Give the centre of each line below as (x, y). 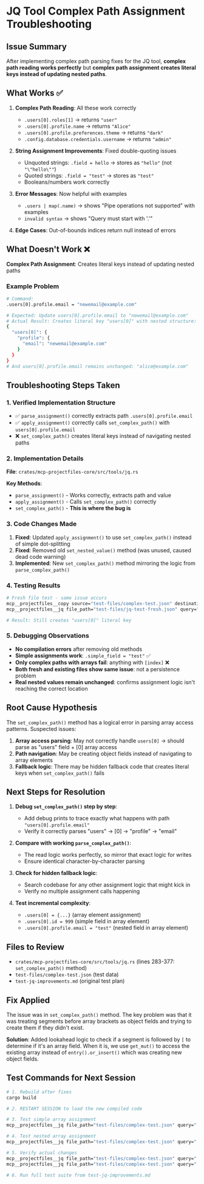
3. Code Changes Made (42, 524)
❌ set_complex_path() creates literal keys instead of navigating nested (103, 436)
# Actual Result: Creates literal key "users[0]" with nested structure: (102, 321)
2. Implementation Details (45, 459)
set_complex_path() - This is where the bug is (73, 508)
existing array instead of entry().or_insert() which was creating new (94, 1053)
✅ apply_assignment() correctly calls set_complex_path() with (92, 423)
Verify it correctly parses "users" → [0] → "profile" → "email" (100, 831)
